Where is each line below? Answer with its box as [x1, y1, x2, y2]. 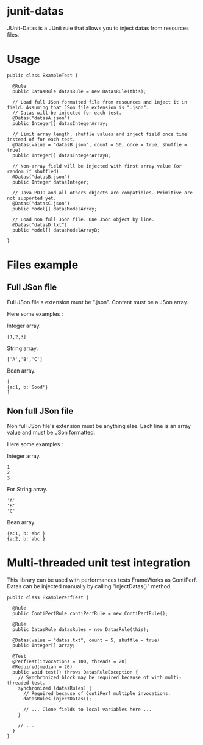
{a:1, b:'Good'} [7, 384, 48, 390]
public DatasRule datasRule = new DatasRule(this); [12, 88, 147, 94]
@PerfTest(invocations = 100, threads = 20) [12, 658, 127, 665]
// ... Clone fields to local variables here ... [23, 706, 152, 713]
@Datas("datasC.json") [12, 200, 70, 207]
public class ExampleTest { [7, 72, 79, 79]
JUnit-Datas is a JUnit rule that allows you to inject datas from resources [7, 24, 190, 32]
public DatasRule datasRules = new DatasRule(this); [12, 626, 149, 632]
